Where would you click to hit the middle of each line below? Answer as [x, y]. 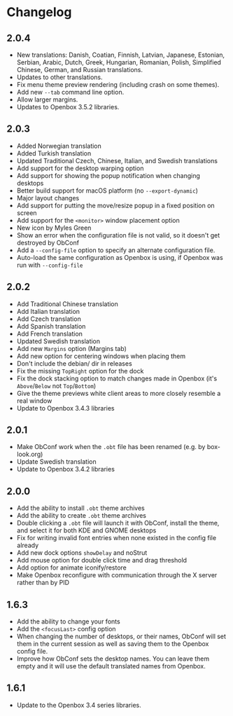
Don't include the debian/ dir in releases [74, 363]
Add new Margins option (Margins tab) [71, 348]
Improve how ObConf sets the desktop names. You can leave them [113, 659]
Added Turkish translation [54, 153]
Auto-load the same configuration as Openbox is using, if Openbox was [120, 257]
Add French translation [50, 333]
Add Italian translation [48, 311]
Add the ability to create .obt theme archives [81, 516]
